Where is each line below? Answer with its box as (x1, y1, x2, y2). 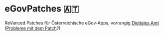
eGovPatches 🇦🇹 (4, 3, 79, 14)
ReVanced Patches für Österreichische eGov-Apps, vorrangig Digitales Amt (4, 19, 159, 25)
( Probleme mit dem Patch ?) (4, 25, 61, 31)
